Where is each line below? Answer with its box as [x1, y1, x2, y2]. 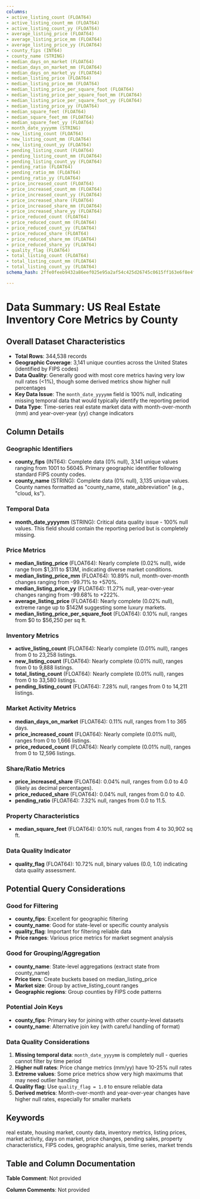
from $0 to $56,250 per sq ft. [14, 617, 87, 624]
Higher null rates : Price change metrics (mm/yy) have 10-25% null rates [14, 1064, 192, 1071]
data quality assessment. [14, 866, 76, 874]
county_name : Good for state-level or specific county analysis [14, 922, 169, 929]
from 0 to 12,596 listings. [14, 749, 76, 756]
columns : [6, 8, 28, 15]
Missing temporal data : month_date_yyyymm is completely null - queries [14, 1051, 188, 1059]
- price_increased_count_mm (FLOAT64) [6, 186, 102, 192]
